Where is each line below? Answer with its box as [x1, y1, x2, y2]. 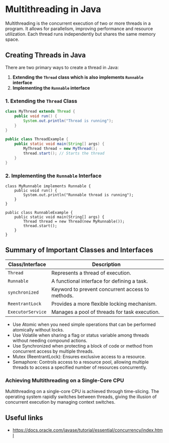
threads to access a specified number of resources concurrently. [12, 364, 147, 370]
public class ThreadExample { [5, 137, 69, 142]
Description [92, 261, 121, 268]
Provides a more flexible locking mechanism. [51, 300, 157, 307]
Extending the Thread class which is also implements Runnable [12, 74, 144, 80]
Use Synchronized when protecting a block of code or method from [12, 343, 153, 349]
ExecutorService [8, 309, 47, 315]
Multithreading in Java [5, 4, 102, 15]
